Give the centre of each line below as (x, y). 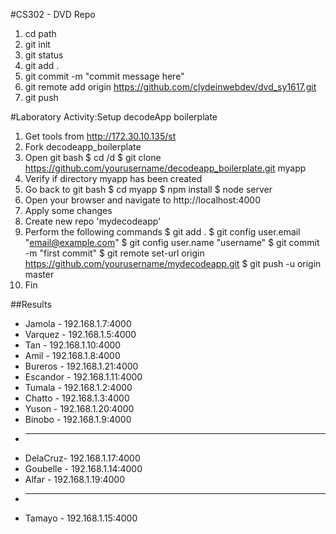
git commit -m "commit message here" (104, 76)
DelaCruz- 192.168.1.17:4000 (82, 458)
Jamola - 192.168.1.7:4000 (78, 323)
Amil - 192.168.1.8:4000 (72, 355)
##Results (31, 304)
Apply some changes (68, 210)
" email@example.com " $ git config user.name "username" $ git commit (172, 242)
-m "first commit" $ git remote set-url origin (114, 253)
